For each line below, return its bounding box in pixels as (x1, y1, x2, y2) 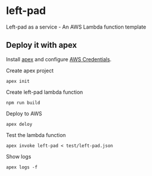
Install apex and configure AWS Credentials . (6, 55, 112, 62)
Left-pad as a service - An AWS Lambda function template (6, 23, 147, 30)
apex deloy (6, 121, 33, 127)
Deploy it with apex (6, 40, 77, 50)
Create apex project (6, 67, 54, 74)
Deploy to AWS (6, 110, 43, 117)
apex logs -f (6, 164, 38, 170)
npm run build (6, 100, 41, 105)
